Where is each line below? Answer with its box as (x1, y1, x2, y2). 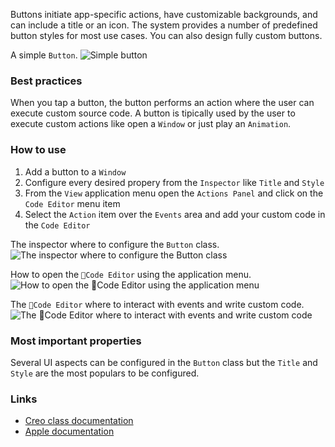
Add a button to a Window (24, 165, 127, 178)
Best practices (10, 74, 83, 88)
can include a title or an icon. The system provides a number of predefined (10, 19, 318, 31)
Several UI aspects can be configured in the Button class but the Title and (10, 356, 318, 368)
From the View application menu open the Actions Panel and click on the (24, 187, 324, 199)
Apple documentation (24, 425, 115, 438)
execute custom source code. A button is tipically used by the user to (10, 107, 296, 119)
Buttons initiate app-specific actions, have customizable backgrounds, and (10, 9, 318, 20)
